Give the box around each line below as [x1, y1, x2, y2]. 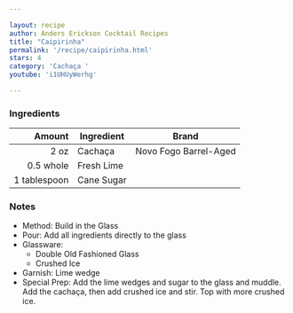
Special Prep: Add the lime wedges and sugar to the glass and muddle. [21, 277, 281, 288]
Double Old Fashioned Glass [35, 249, 139, 260]
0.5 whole [27, 160, 69, 172]
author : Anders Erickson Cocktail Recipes [9, 28, 169, 38]
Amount [34, 130, 69, 143]
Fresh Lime [76, 160, 124, 172]
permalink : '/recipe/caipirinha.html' [9, 45, 153, 54]
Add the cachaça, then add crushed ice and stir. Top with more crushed [21, 286, 285, 297]
